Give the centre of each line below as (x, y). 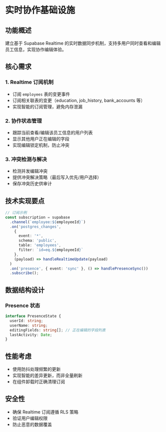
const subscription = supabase (38, 217)
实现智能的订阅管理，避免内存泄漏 (47, 106)
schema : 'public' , (37, 240)
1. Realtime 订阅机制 (29, 82)
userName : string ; (29, 325)
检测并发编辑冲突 (30, 171)
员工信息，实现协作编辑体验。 (36, 49)
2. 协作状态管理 (24, 120)
